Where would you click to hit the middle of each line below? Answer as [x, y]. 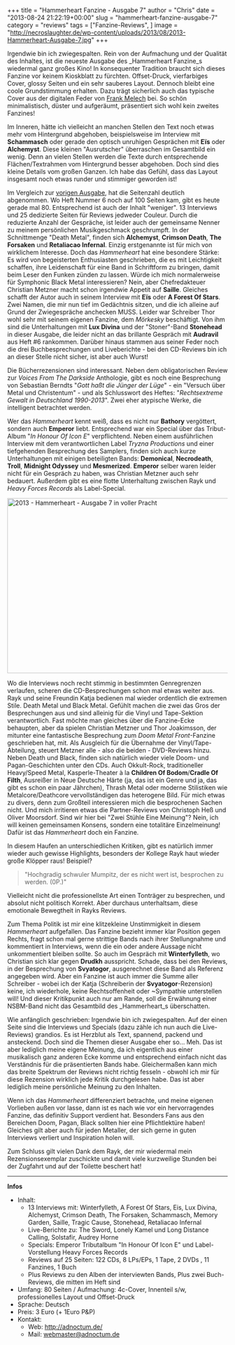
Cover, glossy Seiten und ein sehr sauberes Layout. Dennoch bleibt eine [111, 83]
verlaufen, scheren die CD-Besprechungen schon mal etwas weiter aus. [111, 690]
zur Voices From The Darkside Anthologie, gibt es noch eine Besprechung [114, 378]
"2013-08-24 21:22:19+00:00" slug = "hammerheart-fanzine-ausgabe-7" [113, 18]
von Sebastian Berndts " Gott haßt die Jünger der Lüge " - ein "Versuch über [116, 385]
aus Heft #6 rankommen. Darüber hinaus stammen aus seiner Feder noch [113, 342]
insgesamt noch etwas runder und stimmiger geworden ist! [92, 179]
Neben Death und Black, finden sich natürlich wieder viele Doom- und [108, 758]
